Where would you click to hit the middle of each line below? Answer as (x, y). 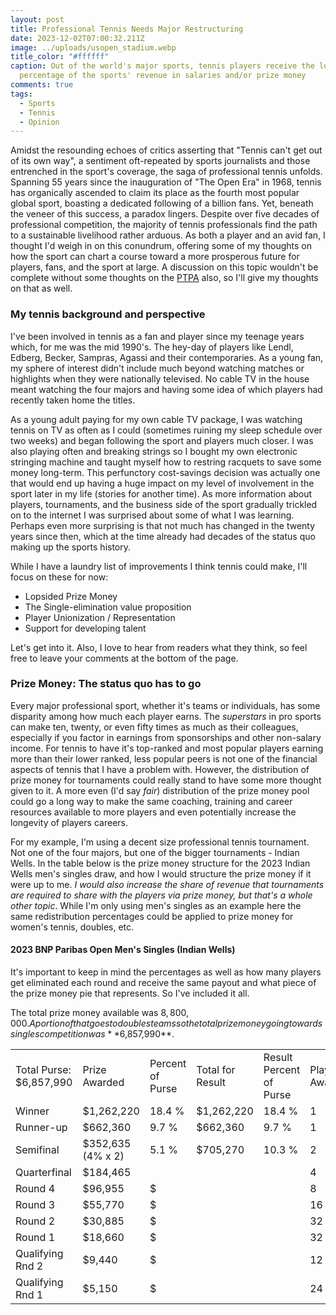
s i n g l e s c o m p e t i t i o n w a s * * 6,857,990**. (92, 1034)
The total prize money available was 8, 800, (100, 1013)
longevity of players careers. (69, 822)
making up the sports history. (71, 547)
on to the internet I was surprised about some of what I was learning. (152, 515)
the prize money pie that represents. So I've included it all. (130, 993)
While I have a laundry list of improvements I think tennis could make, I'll (159, 566)
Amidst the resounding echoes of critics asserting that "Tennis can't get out (166, 150)
